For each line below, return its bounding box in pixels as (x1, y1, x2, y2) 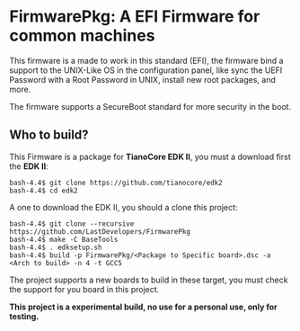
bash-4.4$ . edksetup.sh (9, 243, 102, 252)
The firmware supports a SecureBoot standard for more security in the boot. (9, 101, 292, 112)
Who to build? (9, 128, 89, 143)
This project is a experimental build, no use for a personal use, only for (9, 301, 278, 312)
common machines (9, 25, 155, 46)
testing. (9, 310, 40, 321)
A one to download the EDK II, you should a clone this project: (9, 201, 238, 212)
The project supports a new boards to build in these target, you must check (9, 274, 288, 285)
